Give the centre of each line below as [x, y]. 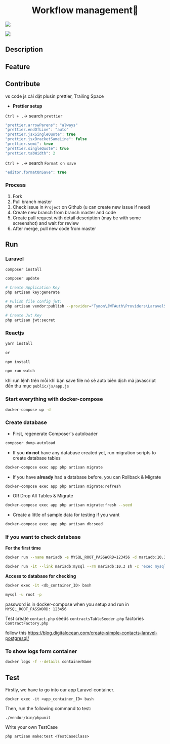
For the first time [23, 548]
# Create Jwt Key [24, 315]
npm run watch [20, 371]
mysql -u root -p [24, 595]
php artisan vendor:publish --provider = [49, 306]
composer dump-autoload [30, 443]
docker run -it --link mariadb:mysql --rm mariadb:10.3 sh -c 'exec [79, 567]
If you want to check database [43, 537]
